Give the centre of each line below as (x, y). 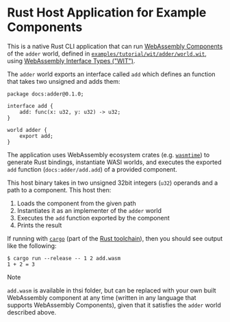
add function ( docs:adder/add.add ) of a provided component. (92, 169)
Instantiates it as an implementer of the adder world (89, 210)
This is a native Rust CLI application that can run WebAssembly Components (115, 46)
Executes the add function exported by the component (93, 218)
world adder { (27, 130)
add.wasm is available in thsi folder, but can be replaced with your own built (112, 290)
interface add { (30, 106)
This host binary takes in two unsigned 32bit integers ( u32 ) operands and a (113, 183)
